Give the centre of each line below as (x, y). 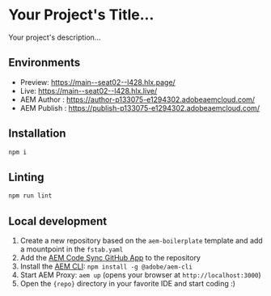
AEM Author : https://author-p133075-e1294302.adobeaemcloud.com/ (138, 99)
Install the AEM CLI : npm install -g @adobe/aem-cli (106, 266)
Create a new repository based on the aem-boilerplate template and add (141, 240)
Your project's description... (55, 37)
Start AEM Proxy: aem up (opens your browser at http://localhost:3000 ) (140, 275)
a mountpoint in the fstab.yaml (72, 249)
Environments (44, 63)
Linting (26, 177)
